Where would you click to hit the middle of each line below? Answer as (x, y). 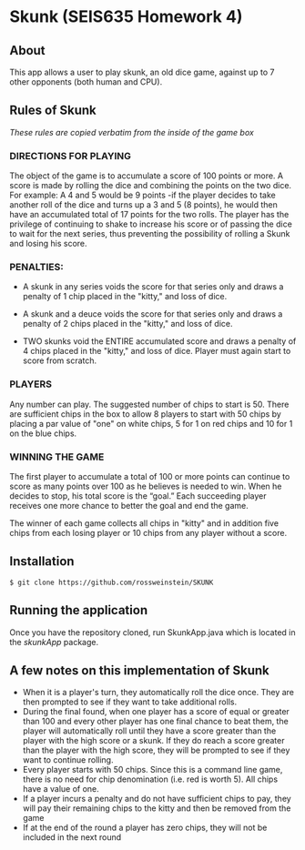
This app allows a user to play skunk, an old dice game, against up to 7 (142, 72)
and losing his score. (49, 244)
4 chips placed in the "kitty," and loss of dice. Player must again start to (157, 351)
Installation (42, 562)
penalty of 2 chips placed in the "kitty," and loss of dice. (127, 324)
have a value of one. (61, 789)
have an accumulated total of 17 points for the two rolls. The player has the (149, 215)
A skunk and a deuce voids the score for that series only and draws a (152, 314)
